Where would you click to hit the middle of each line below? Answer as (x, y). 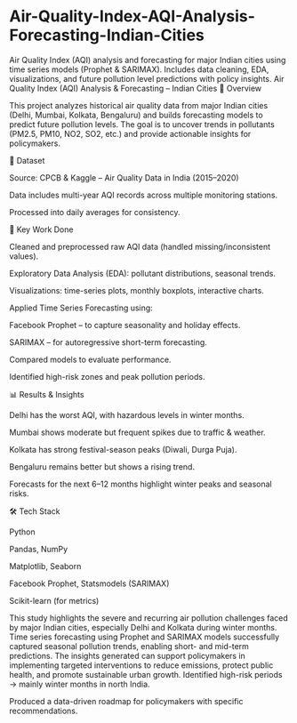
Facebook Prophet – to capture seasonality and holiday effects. (125, 325)
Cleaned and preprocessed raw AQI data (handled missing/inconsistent (140, 246)
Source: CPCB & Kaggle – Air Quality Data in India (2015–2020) (124, 177)
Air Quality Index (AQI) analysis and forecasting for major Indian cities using (148, 60)
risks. (19, 493)
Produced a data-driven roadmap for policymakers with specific (126, 701)
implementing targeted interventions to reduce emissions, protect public (141, 665)
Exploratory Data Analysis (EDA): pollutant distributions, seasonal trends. (142, 273)
